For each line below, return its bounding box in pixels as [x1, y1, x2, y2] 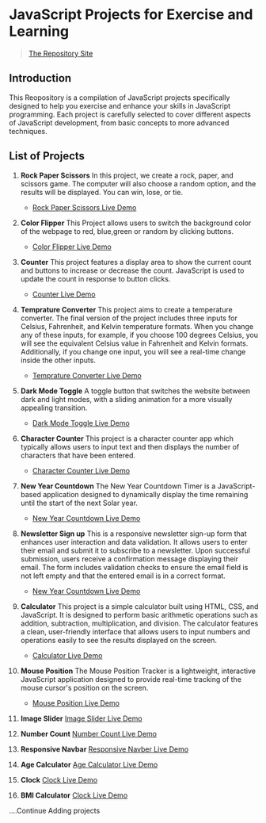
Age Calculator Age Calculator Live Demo [20, 760, 158, 769]
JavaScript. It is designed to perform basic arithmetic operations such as [20, 610, 258, 619]
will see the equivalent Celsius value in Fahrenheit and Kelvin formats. [20, 339, 249, 348]
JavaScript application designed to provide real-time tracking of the [20, 674, 242, 683]
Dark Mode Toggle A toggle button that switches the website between [20, 386, 250, 396]
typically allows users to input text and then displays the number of [20, 442, 240, 451]
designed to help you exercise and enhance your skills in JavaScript [9, 101, 231, 110]
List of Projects [9, 149, 85, 163]
